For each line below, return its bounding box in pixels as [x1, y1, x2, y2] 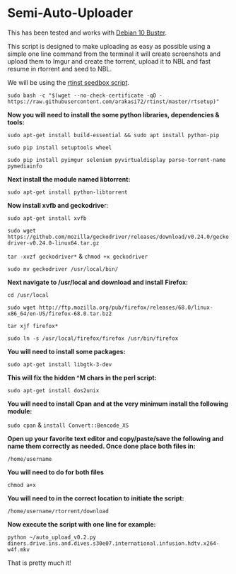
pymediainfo [7, 163, 42, 170]
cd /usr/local [7, 291, 49, 298]
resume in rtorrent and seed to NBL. [7, 64, 112, 73]
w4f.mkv [7, 546, 30, 553]
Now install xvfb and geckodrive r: [7, 201, 109, 209]
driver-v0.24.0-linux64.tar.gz [7, 239, 100, 247]
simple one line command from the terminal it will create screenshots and [7, 49, 221, 58]
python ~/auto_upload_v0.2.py [7, 534, 97, 541]
